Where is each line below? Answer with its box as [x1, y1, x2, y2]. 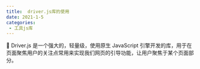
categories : [6, 19, 36, 25]
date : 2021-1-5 [6, 14, 44, 20]
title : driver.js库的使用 [6, 8, 70, 15]
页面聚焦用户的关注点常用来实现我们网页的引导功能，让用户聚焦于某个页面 [6, 50, 189, 57]
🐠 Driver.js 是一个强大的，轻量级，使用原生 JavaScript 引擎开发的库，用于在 [6, 42, 192, 49]
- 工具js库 [8, 25, 33, 31]
